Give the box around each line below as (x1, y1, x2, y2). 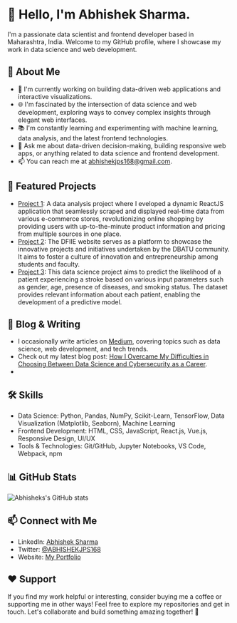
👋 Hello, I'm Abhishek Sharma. (7, 6, 191, 23)
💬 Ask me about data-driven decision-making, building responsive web (17, 141, 226, 150)
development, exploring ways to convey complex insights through (17, 108, 211, 116)
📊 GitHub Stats (7, 470, 77, 483)
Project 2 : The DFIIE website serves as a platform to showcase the (17, 237, 212, 245)
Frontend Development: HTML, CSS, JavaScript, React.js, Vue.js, (17, 427, 208, 436)
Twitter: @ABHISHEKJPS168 (17, 545, 101, 553)
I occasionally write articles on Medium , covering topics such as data (17, 337, 221, 346)
